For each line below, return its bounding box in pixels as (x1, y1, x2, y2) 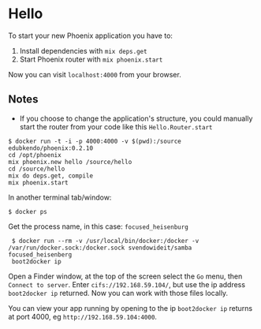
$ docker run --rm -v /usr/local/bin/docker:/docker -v (11, 237, 199, 245)
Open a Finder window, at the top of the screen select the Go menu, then (8, 271, 243, 281)
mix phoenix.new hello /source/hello (8, 158, 132, 166)
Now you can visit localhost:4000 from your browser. (8, 69, 181, 79)
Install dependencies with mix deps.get (19, 46, 147, 55)
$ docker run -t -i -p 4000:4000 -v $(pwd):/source (8, 137, 181, 145)
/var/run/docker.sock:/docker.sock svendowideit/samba (8, 244, 192, 252)
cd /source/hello (8, 165, 65, 173)
